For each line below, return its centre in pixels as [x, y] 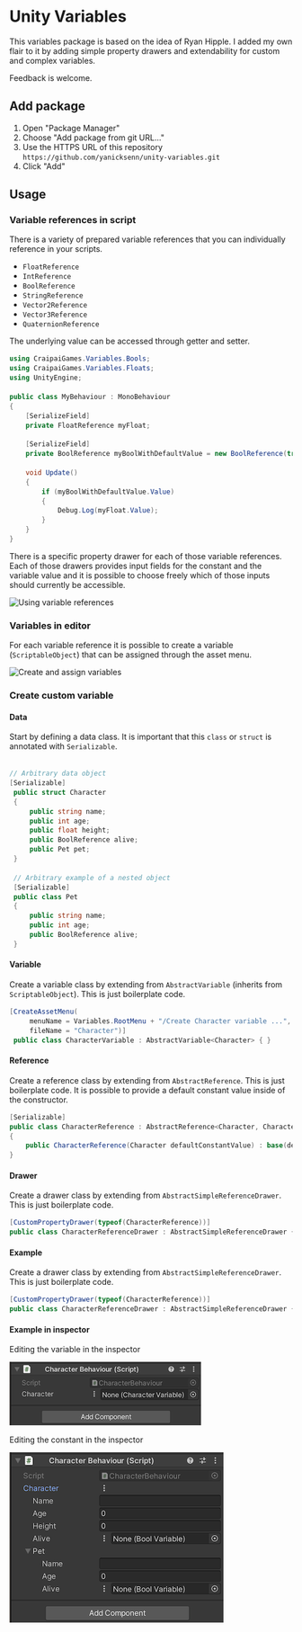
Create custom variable [62, 696]
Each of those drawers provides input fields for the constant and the [136, 566]
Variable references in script [73, 220]
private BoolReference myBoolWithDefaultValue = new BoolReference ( [156, 454]
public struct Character [59, 792]
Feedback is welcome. [51, 77]
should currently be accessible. [67, 584]
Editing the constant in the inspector [76, 1440]
